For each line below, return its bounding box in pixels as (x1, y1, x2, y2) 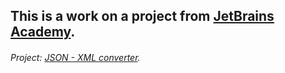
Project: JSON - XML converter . (10, 51, 141, 63)
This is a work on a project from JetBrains (10, 8, 275, 25)
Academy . (10, 24, 76, 41)
